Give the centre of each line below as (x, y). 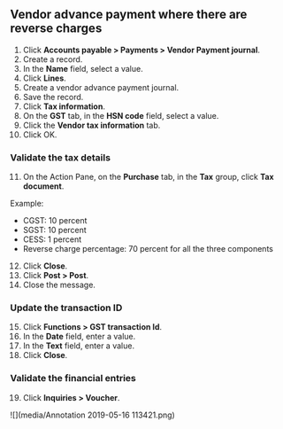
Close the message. (59, 285)
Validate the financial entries (73, 378)
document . (43, 186)
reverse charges (56, 29)
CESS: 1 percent (52, 239)
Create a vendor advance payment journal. (101, 87)
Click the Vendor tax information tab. (92, 125)
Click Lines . (45, 78)
